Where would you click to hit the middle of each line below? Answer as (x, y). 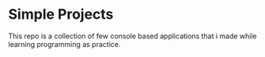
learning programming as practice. (64, 44)
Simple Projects (61, 14)
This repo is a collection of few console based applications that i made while (132, 36)
